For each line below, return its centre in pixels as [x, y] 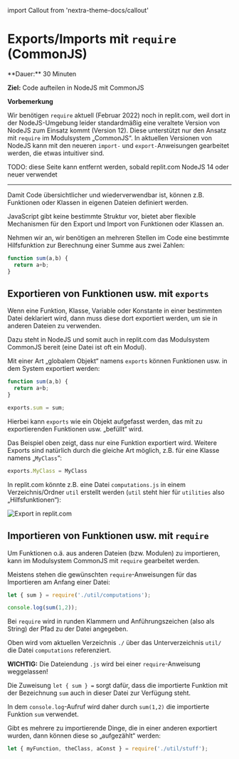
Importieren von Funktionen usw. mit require [108, 536]
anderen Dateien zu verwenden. [54, 326]
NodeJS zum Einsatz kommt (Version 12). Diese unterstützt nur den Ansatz [117, 130]
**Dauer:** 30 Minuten [42, 73]
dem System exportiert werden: [54, 369]
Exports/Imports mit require [92, 39]
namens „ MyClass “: [35, 458]
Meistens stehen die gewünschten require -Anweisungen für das [102, 574]
